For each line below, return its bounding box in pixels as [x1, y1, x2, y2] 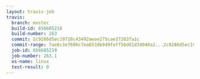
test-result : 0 [11, 64, 49, 70]
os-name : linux [11, 58, 49, 64]
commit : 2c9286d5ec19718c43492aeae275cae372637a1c [11, 36, 140, 42]
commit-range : [11, 42, 46, 48]
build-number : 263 [11, 31, 58, 37]
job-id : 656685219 [11, 48, 58, 53]
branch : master [11, 20, 49, 26]
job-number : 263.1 [11, 53, 58, 59]
